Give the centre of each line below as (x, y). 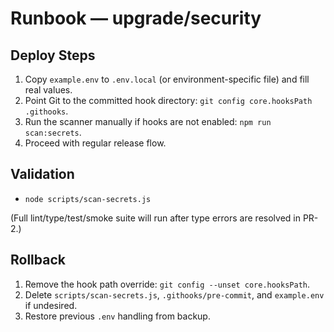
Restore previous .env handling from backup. (117, 316)
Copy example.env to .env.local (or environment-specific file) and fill (167, 79)
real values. (48, 90)
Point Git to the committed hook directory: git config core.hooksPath (168, 100)
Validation (42, 174)
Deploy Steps (53, 55)
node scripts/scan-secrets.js (88, 199)
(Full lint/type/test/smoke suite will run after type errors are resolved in (155, 218)
